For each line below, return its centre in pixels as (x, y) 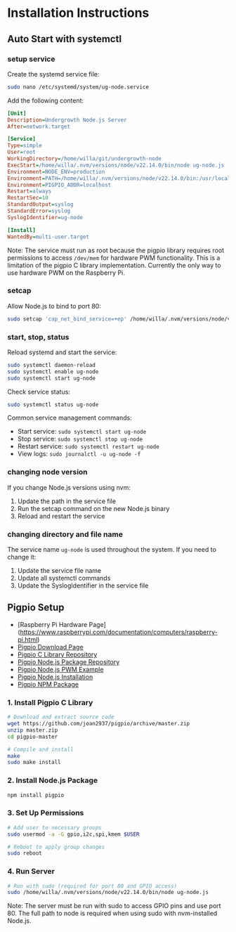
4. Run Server (31, 872)
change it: (22, 557)
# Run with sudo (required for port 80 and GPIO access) (92, 886)
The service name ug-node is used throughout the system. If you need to (112, 550)
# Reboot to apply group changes (56, 847)
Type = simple (25, 145)
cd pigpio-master (33, 737)
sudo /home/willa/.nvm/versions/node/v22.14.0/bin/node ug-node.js (108, 893)
